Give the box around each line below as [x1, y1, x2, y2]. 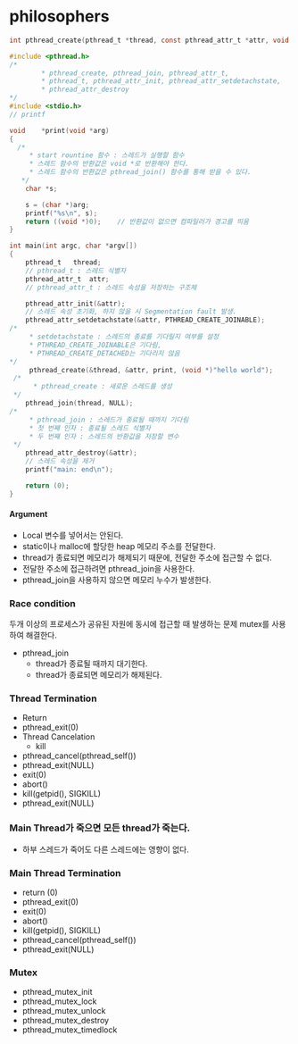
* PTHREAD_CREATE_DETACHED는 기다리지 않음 [29, 348, 180, 358]
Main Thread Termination [9, 866, 122, 879]
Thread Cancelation [21, 731, 95, 742]
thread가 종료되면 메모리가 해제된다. [35, 670, 162, 681]
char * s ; [25, 184, 58, 193]
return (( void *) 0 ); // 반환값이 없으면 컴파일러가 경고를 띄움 [25, 217, 250, 226]
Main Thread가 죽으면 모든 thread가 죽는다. [9, 822, 190, 834]
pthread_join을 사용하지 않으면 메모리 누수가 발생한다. [21, 574, 211, 585]
